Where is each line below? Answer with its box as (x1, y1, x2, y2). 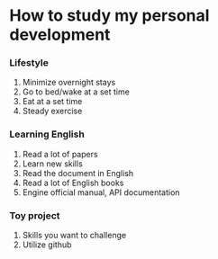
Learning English (9, 128, 86, 140)
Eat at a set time (22, 96, 83, 107)
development (9, 24, 111, 45)
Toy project (9, 209, 60, 221)
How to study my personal (9, 5, 210, 26)
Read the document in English (22, 167, 134, 178)
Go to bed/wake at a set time (22, 86, 131, 97)
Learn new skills (22, 158, 83, 169)
